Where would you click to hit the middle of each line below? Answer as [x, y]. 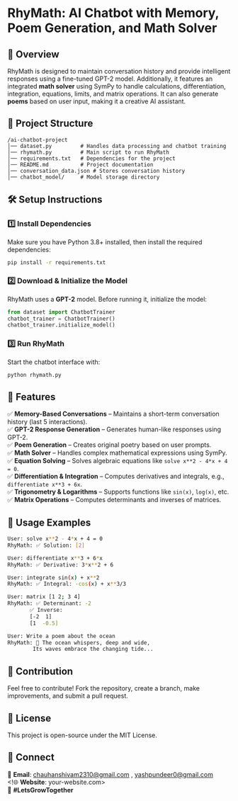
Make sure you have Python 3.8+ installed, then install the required [105, 242]
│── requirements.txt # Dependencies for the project [91, 158]
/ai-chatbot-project [38, 140]
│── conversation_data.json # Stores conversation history [96, 171]
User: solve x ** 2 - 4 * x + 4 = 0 [55, 539]
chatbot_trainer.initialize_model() [61, 325]
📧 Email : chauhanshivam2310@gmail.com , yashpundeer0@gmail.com [110, 774]
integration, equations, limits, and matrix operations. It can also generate [113, 94]
